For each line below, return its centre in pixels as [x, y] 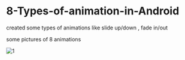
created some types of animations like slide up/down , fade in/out [87, 28]
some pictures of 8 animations [44, 39]
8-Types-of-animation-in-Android [93, 11]
